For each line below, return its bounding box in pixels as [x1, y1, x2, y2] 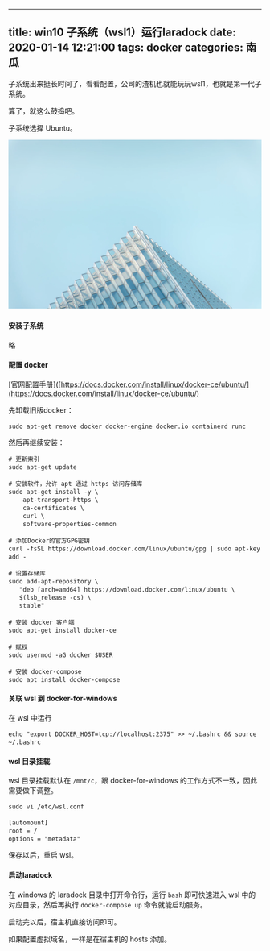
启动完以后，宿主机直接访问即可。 [8, 916, 121, 927]
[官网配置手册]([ [8, 380, 62, 389]
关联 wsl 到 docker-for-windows [8, 694, 117, 704]
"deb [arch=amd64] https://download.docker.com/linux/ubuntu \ [18, 585, 235, 593]
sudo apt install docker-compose [8, 675, 121, 683]
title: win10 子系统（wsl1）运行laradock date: [8, 26, 237, 39]
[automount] [8, 819, 48, 827]
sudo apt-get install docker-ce [8, 626, 117, 634]
